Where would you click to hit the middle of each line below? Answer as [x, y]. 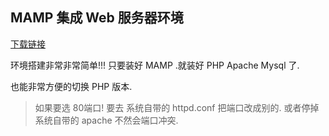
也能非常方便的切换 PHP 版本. [71, 86]
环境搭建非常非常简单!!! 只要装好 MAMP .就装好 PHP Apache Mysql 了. [155, 65]
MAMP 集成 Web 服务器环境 [97, 18]
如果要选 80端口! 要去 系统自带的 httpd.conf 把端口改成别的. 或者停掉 [177, 107]
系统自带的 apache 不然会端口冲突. [106, 120]
